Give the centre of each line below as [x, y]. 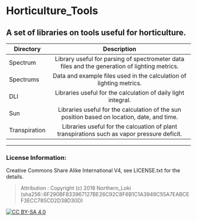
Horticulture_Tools [52, 11]
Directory [27, 49]
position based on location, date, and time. [120, 117]
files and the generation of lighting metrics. [120, 66]
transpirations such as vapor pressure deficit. [120, 134]
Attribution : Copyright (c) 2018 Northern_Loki [76, 188]
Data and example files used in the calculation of [119, 76]
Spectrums [24, 79]
